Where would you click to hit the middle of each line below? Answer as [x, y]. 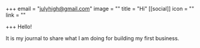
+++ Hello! [19, 27]
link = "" [16, 15]
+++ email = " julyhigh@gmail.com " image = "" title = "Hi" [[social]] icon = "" [100, 9]
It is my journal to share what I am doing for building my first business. [92, 38]
